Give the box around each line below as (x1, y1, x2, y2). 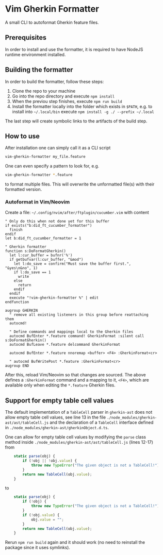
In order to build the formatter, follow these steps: (5, 79, 104, 84)
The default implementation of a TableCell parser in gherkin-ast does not (5, 409, 153, 415)
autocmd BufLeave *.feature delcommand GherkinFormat (9, 342, 120, 347)
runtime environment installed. (5, 51, 66, 57)
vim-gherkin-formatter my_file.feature (5, 154, 86, 159)
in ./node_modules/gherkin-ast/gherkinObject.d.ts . (5, 425, 109, 431)
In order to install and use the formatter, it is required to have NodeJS (5, 46, 143, 52)
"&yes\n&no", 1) (5, 266, 38, 270)
